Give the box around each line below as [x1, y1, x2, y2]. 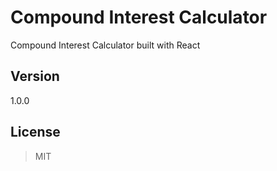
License [10, 124, 61, 141]
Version [10, 68, 60, 85]
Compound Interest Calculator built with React [10, 39, 201, 51]
